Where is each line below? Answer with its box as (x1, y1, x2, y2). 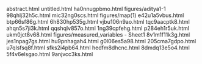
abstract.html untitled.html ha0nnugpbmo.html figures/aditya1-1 (6, 5, 166, 12)
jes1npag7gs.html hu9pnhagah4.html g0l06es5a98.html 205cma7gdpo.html (6, 38, 197, 44)
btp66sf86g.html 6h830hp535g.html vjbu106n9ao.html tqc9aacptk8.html (6, 18, 190, 25)
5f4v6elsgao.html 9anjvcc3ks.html (6, 51, 93, 57)
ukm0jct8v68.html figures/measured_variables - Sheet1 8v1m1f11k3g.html (6, 31, 190, 38)
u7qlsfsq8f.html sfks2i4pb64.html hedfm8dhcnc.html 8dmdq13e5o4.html (6, 44, 190, 51)
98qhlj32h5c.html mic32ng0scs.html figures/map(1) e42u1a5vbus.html (6, 12, 184, 19)
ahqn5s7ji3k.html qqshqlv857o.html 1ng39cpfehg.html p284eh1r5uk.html (6, 24, 190, 32)
